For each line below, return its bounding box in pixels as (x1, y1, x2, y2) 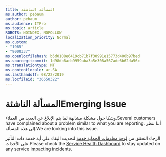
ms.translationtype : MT (5, 63, 55, 68)
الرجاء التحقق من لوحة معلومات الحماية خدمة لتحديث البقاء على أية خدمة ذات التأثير (5, 135, 161, 141)
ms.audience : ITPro (5, 21, 46, 26)
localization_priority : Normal (5, 35, 71, 40)
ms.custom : (5, 40, 28, 45)
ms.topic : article (5, 26, 44, 31)
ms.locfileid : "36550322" (5, 77, 59, 82)
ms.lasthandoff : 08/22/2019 (5, 72, 64, 77)
